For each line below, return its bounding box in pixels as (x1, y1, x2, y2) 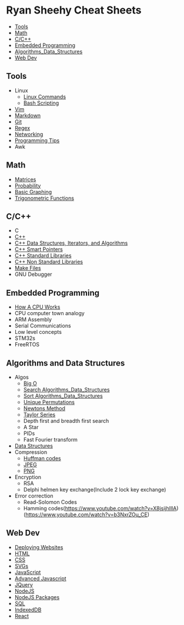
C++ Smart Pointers (14, 246, 63, 253)
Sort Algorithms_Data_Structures (23, 392, 103, 399)
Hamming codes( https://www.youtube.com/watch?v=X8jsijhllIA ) (23, 505, 179, 512)
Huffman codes (23, 455, 61, 462)
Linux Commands (23, 93, 66, 100)
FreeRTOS (14, 341, 40, 348)
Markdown (14, 112, 41, 119)
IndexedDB (14, 606, 42, 613)
